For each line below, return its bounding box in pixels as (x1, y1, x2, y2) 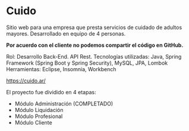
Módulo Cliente (14, 119, 52, 126)
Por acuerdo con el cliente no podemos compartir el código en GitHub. (6, 41, 184, 49)
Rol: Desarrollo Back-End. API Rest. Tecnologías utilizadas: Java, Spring (6, 53, 182, 60)
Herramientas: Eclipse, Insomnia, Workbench (6, 65, 116, 72)
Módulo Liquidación (14, 106, 64, 113)
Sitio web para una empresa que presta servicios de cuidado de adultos (6, 24, 182, 31)
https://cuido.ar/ (6, 77, 46, 84)
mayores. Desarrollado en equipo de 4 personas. (6, 30, 126, 37)
